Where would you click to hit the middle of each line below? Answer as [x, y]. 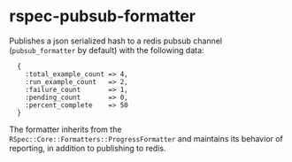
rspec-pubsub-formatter [103, 16]
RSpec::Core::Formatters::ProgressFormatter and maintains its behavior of [146, 138]
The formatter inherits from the [65, 129]
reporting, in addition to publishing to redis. [88, 148]
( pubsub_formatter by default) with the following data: [107, 50]
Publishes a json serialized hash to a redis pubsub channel [116, 41]
